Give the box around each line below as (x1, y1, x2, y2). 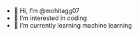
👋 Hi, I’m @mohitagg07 (13, 7, 80, 15)
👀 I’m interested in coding (13, 14, 88, 22)
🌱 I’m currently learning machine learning (13, 21, 132, 29)
